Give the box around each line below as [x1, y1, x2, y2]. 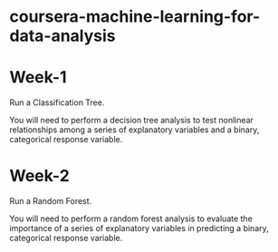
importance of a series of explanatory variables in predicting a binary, [9, 223, 269, 234]
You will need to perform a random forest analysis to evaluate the [9, 213, 254, 224]
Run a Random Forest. [9, 196, 92, 207]
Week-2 [9, 166, 70, 187]
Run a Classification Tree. [9, 97, 105, 108]
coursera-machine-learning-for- [9, 6, 261, 27]
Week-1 [9, 67, 67, 88]
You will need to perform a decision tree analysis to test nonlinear [9, 115, 254, 126]
